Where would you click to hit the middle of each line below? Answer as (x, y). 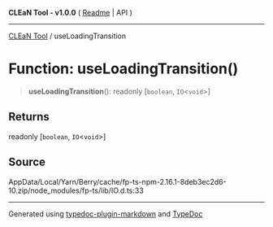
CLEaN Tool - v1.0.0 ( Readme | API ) (70, 13)
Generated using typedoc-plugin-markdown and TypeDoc (106, 214)
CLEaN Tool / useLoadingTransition (67, 36)
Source (27, 162)
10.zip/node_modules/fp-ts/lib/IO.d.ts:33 (76, 190)
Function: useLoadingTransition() (123, 69)
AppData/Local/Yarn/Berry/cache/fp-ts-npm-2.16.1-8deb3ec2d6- (117, 181)
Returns (29, 117)
